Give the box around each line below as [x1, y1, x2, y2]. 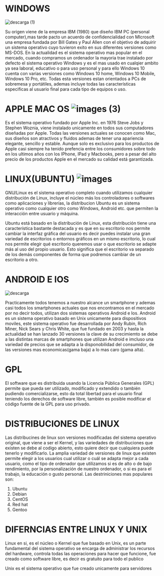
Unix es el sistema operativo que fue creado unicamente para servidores [5, 565, 152, 571]
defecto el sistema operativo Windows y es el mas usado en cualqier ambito [5, 60, 159, 66]
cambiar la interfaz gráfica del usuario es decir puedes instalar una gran [5, 230, 151, 236]
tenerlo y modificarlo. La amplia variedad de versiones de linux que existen [5, 450, 157, 456]
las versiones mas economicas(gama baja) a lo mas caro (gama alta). [5, 346, 145, 352]
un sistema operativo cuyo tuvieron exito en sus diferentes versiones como [5, 44, 157, 50]
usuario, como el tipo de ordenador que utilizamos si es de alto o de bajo [5, 461, 152, 466]
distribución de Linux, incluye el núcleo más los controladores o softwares [5, 195, 155, 201]
